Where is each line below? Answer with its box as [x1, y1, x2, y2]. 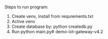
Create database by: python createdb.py [11, 24, 93, 29]
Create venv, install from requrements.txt [11, 13, 93, 19]
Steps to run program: [4, 4, 49, 10]
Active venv [11, 19, 35, 24]
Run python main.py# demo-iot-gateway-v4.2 [11, 29, 103, 34]
